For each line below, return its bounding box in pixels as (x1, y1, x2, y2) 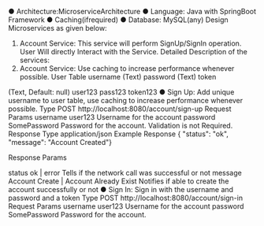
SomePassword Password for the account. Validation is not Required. (8, 121, 233, 130)
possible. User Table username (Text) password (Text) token (19, 72, 217, 81)
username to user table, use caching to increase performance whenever (8, 96, 244, 105)
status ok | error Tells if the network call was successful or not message (8, 169, 242, 177)
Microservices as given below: (8, 24, 108, 32)
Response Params (8, 153, 67, 162)
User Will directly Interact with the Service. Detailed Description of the (19, 47, 248, 56)
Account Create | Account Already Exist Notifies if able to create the (8, 176, 229, 186)
